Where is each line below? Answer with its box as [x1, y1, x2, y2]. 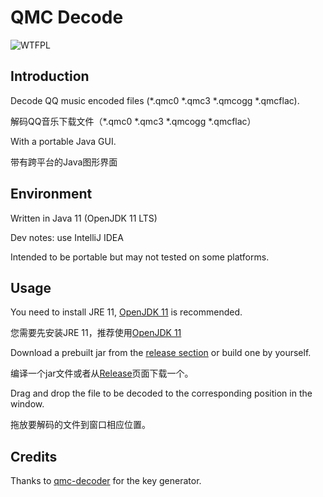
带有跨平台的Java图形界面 [10, 156, 118, 168]
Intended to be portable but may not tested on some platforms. [10, 251, 270, 263]
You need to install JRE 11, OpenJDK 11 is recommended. [10, 306, 243, 318]
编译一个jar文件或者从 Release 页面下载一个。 [10, 367, 194, 380]
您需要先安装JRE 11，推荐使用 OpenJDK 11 [10, 327, 182, 339]
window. [10, 398, 45, 410]
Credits [10, 448, 58, 465]
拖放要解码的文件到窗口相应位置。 [10, 419, 151, 431]
